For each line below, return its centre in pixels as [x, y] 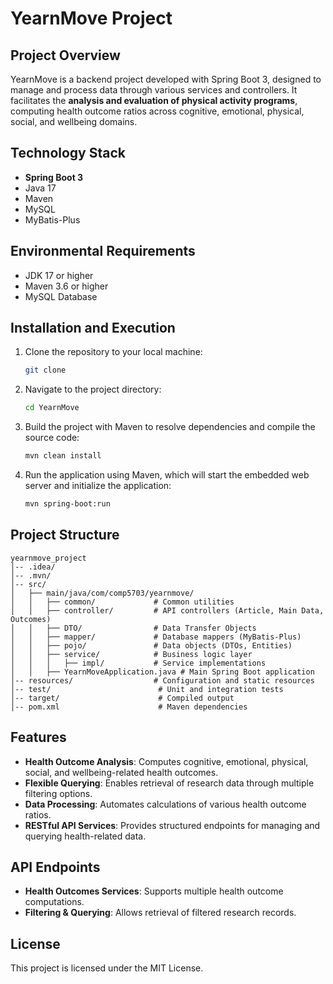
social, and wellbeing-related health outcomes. [121, 772]
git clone [45, 370]
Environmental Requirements [103, 251]
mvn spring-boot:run [67, 504]
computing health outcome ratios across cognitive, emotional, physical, [157, 111]
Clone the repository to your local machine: [113, 352]
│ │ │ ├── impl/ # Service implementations [138, 663]
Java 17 [40, 188]
